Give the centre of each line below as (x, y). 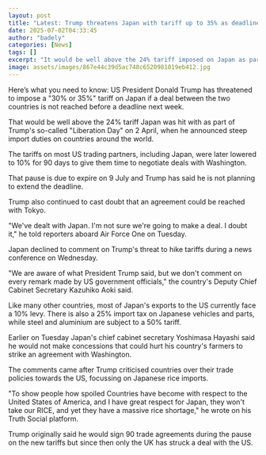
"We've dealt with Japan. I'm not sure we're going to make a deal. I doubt (128, 225)
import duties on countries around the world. (81, 139)
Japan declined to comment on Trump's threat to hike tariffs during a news (130, 249)
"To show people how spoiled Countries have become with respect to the (128, 393)
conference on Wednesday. (53, 258)
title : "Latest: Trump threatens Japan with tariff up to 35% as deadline (134, 23)
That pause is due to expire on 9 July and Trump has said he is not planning (132, 178)
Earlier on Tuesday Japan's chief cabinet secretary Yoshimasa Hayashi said (132, 337)
